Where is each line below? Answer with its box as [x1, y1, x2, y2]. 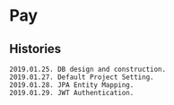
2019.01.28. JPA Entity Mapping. [9, 81, 135, 90]
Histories [9, 41, 62, 57]
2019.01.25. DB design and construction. [9, 65, 167, 74]
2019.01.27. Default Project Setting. [9, 73, 154, 82]
